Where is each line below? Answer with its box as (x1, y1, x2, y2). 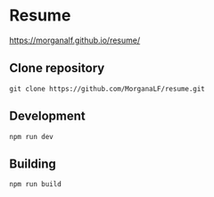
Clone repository (9, 61, 105, 76)
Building (9, 156, 56, 171)
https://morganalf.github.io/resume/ (9, 35, 141, 45)
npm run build (9, 180, 62, 189)
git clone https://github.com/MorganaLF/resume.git (9, 84, 205, 94)
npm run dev (9, 132, 53, 141)
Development (9, 109, 86, 124)
